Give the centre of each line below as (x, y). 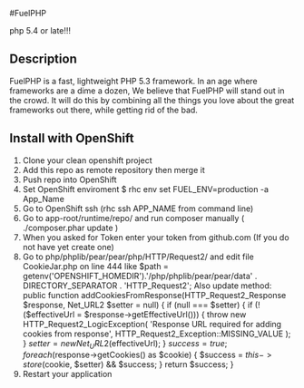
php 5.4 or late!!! (40, 30)
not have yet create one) (69, 247)
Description (43, 59)
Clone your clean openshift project (87, 160)
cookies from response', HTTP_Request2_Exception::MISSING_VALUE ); (157, 334)
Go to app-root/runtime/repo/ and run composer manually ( (133, 218)
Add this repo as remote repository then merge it (114, 170)
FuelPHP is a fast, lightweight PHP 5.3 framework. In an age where (134, 81)
